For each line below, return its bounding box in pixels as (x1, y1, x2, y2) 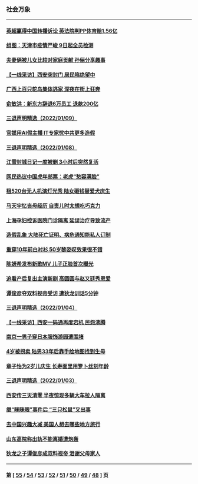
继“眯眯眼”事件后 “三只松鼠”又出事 (6, 406, 91, 413)
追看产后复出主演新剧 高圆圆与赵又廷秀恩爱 (6, 275, 111, 282)
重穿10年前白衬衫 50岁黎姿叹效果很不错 (6, 246, 103, 253)
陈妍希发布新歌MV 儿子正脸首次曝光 (6, 260, 94, 267)
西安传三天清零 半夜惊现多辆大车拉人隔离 (6, 392, 106, 399)
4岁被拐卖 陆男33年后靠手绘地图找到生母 (6, 347, 105, 354)
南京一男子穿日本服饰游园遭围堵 (6, 333, 84, 340)
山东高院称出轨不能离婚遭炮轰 (6, 435, 78, 442)
